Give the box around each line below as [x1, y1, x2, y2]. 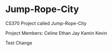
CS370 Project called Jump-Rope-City [5, 20, 87, 26]
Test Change [5, 39, 32, 46]
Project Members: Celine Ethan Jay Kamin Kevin [5, 30, 107, 36]
